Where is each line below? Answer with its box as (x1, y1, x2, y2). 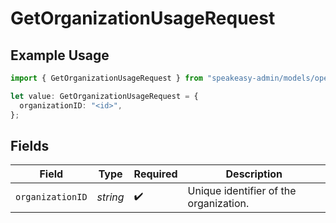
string (96, 190, 125, 204)
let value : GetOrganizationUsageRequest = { (10, 91, 199, 101)
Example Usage (10, 47, 110, 64)
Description (225, 167, 283, 181)
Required (133, 167, 178, 181)
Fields (10, 137, 50, 154)
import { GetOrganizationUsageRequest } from (10, 73, 203, 83)
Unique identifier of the (187, 184, 297, 198)
